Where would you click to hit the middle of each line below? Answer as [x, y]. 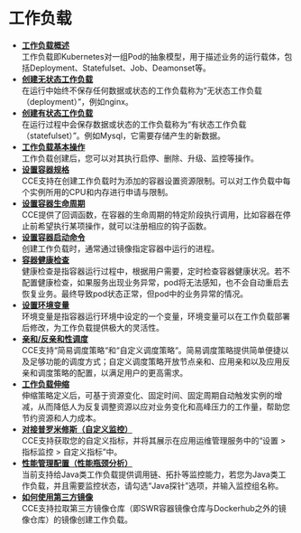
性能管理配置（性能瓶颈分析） [77, 463]
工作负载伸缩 [45, 384]
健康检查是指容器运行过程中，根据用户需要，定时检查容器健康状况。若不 [155, 271]
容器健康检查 [45, 259]
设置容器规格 [45, 169]
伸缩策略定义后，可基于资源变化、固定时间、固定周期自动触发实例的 [148, 395]
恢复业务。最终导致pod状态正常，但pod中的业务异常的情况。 [135, 294]
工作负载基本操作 [53, 146]
